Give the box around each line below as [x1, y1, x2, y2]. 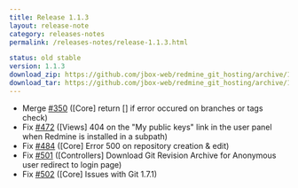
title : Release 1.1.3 [9, 12, 90, 22]
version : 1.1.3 [9, 62, 66, 71]
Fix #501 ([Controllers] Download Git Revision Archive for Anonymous [21, 150, 277, 161]
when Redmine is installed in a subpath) [21, 130, 169, 142]
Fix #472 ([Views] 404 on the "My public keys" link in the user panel [21, 121, 272, 132]
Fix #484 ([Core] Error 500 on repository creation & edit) [21, 140, 230, 151]
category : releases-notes [9, 29, 105, 38]
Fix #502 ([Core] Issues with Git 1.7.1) [21, 168, 158, 179]
